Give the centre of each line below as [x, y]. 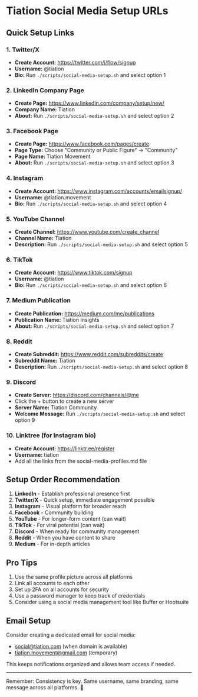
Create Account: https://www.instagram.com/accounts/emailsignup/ [98, 191]
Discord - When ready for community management [77, 531]
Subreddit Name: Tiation [45, 360]
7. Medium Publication [38, 301]
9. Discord [21, 382]
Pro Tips [22, 562]
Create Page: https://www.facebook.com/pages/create [82, 144]
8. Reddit [19, 341]
